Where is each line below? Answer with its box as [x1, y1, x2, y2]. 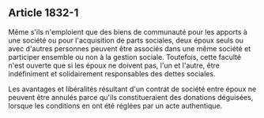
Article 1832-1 [8, 6, 79, 20]
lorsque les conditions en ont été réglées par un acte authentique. [8, 101, 223, 110]
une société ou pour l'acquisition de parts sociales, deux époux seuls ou [8, 35, 243, 45]
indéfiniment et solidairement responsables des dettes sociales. [8, 68, 216, 78]
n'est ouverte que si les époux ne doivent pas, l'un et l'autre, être [8, 61, 220, 70]
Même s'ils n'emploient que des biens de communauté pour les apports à [8, 27, 247, 36]
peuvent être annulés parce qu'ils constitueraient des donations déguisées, [8, 92, 254, 101]
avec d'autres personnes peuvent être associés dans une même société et [8, 43, 251, 53]
